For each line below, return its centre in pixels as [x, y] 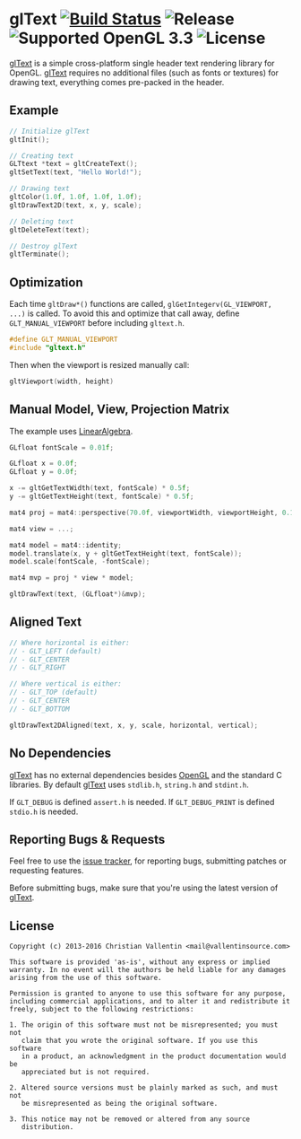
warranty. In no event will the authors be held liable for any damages [148, 970]
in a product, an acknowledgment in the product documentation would [154, 1056]
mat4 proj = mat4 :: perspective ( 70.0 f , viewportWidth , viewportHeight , [144, 513]
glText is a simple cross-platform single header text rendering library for [142, 63]
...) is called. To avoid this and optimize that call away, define [125, 313]
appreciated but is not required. [86, 1073]
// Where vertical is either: [66, 684]
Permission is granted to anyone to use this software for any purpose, [148, 994]
